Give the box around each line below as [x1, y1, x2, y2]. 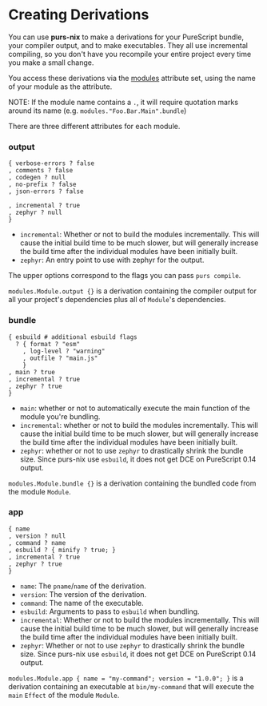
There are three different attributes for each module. [8, 121, 181, 131]
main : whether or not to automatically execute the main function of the [19, 403, 250, 413]
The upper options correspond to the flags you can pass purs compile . [8, 271, 241, 280]
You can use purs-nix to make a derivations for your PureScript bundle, [8, 32, 244, 42]
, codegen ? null [8, 174, 66, 182]
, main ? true [8, 368, 56, 376]
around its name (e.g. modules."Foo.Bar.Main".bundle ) [8, 106, 187, 115]
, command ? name [8, 539, 66, 547]
